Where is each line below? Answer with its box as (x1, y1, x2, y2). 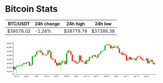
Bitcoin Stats (5, 3, 58, 15)
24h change (35, 21, 60, 27)
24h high (66, 21, 85, 27)
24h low (94, 21, 112, 27)
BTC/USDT (8, 21, 30, 27)
